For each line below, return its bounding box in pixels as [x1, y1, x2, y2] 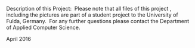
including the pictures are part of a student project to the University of [6, 11, 178, 18]
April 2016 [6, 36, 32, 42]
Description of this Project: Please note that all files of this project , [6, 5, 172, 12]
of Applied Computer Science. [6, 24, 81, 31]
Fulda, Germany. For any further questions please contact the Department [6, 18, 190, 24]
